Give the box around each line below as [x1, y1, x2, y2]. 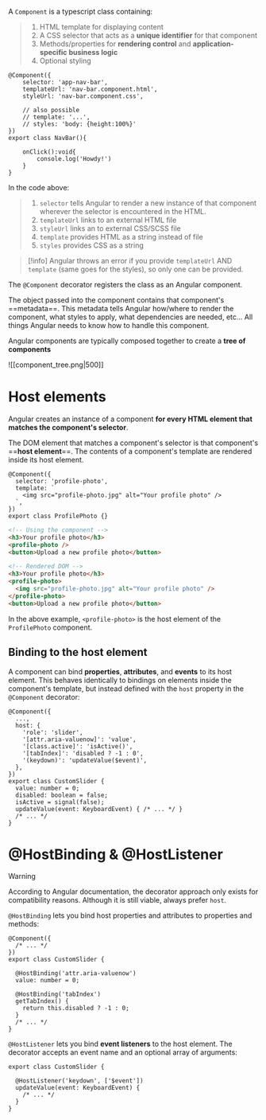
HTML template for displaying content [39, 22, 164, 31]
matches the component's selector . [8, 422, 129, 432]
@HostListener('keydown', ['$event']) [15, 1077, 145, 1085]
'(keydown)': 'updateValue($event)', [22, 756, 148, 764]
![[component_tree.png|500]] [8, 360, 104, 369]
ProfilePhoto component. [8, 622, 93, 632]
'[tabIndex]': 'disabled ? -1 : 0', [22, 749, 145, 757]
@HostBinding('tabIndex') [15, 990, 102, 998]
